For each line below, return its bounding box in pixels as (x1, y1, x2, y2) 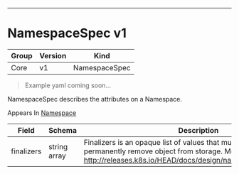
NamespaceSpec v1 (7, 26, 127, 41)
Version (39, 50, 67, 60)
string (48, 141, 68, 151)
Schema (48, 125, 77, 135)
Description (178, 125, 219, 135)
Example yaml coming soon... (24, 81, 112, 89)
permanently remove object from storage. (83, 146, 223, 156)
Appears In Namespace (7, 108, 77, 117)
